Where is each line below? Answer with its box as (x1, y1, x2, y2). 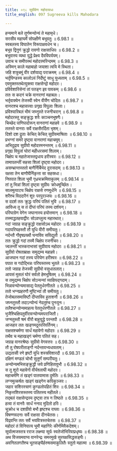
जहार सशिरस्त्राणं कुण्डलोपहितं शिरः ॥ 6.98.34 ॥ (5, 384, 85, 390)
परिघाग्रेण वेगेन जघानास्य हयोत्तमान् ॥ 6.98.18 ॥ (5, 210, 82, 216)
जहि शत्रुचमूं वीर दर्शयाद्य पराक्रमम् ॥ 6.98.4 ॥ (5, 69, 79, 75)
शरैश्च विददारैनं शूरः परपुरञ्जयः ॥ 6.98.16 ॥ (5, 193, 77, 199)
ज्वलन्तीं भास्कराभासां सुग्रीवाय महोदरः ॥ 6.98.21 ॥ (5, 243, 86, 249)
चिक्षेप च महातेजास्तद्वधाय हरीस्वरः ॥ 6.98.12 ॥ (5, 153, 80, 160)
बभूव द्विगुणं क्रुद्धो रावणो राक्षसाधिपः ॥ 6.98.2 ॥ (5, 47, 79, 53)
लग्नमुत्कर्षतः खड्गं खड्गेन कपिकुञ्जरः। (5, 378, 67, 384)
